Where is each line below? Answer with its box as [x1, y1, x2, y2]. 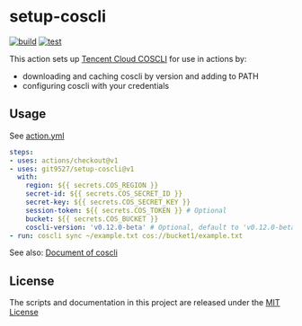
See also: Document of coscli [9, 247, 119, 258]
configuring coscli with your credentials [22, 80, 169, 91]
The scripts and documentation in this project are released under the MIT [9, 297, 280, 308]
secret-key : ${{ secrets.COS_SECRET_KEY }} [25, 198, 191, 207]
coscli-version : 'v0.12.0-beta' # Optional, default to [25, 223, 240, 232]
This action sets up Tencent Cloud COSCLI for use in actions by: [9, 53, 247, 64]
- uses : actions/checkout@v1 [9, 155, 119, 165]
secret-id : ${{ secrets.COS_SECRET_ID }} [25, 189, 182, 198]
